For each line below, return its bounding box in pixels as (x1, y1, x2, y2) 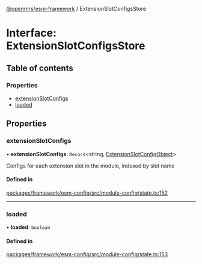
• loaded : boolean (6, 224, 50, 231)
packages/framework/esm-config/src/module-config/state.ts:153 (6, 251, 168, 258)
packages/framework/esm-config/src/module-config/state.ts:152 (6, 189, 168, 196)
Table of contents (6, 63, 73, 73)
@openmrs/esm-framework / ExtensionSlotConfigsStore (6, 5, 146, 12)
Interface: (6, 27, 57, 40)
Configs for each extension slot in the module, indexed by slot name (6, 162, 175, 169)
